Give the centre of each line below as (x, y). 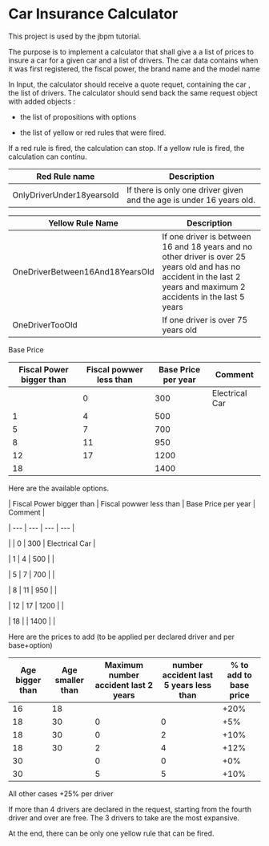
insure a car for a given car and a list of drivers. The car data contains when (133, 60)
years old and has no (201, 266)
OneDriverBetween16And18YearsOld (83, 271)
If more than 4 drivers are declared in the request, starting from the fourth (130, 809)
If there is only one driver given (185, 189)
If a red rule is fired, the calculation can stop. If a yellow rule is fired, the (126, 148)
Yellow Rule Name (83, 223)
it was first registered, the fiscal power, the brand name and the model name (134, 68)
